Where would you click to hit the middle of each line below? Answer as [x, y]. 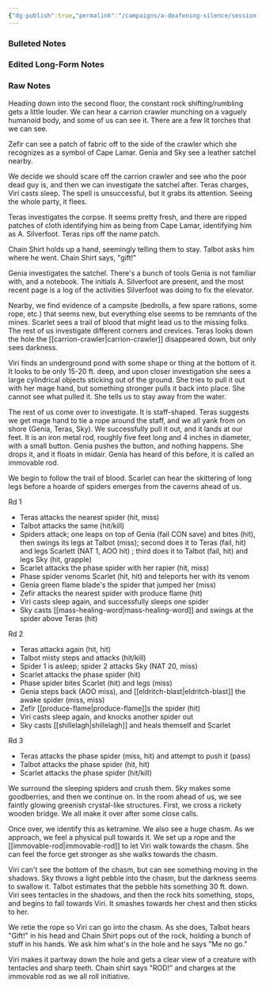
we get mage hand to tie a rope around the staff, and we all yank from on [127, 420]
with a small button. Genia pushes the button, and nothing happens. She [126, 445]
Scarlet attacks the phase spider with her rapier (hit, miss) [114, 568]
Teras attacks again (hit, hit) [65, 649]
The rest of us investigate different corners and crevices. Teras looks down [131, 330]
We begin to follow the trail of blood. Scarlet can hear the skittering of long [130, 478]
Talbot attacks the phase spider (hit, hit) [85, 764]
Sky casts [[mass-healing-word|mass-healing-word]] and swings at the [137, 610]
